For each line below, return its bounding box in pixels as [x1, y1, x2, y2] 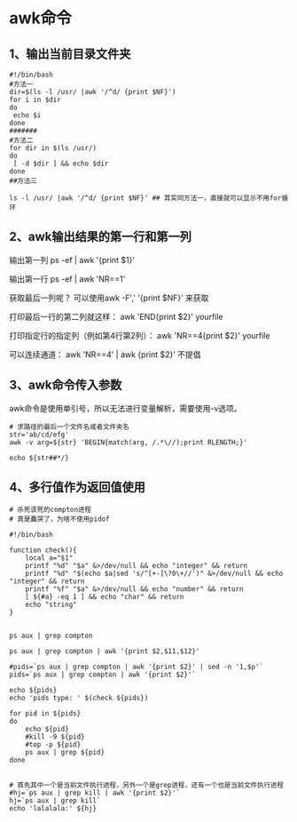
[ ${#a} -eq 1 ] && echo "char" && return [25, 593, 184, 602]
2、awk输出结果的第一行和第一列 [9, 229, 192, 244]
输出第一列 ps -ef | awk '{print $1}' [9, 254, 136, 265]
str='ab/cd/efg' [9, 430, 69, 439]
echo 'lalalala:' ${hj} [9, 804, 98, 813]
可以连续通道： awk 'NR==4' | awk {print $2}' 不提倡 [9, 348, 201, 360]
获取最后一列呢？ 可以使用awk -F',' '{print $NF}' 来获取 [9, 292, 209, 303]
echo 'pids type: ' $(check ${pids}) [9, 694, 149, 703]
